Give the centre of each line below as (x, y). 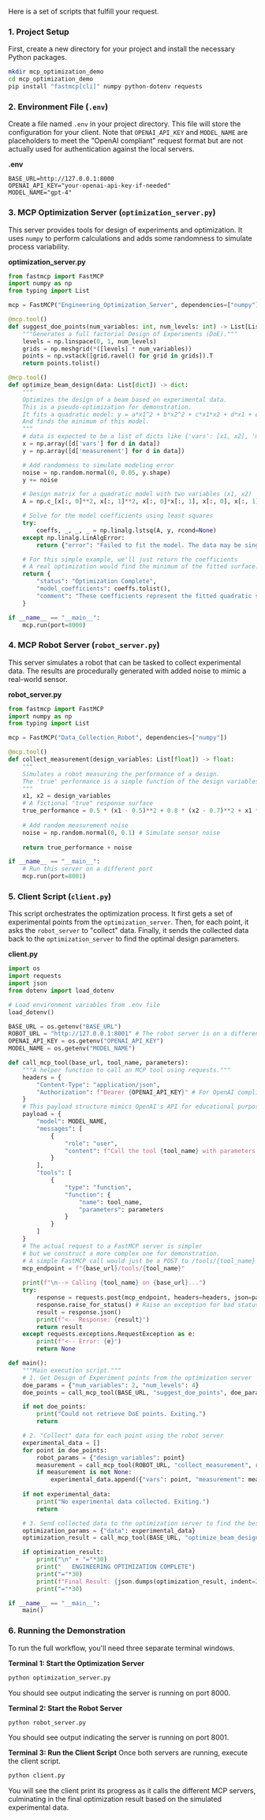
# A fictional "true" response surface (88, 803)
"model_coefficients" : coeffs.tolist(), (104, 589)
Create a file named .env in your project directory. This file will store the (125, 124)
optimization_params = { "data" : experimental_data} (109, 1530)
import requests (35, 976)
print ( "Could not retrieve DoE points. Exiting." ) (121, 1414)
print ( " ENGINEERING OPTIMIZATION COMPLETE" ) (116, 1567)
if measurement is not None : (84, 1472)
